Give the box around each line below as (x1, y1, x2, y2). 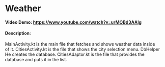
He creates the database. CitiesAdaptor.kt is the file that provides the (5, 51, 145, 57)
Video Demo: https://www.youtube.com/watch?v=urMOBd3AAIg (5, 19, 142, 25)
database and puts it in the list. (5, 56, 67, 62)
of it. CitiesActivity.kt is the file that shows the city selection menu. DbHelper (5, 46, 160, 52)
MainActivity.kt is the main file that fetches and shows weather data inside (5, 41, 156, 47)
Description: (5, 30, 31, 36)
